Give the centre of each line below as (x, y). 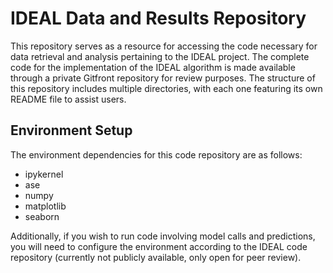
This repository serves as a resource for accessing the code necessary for (164, 46)
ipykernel (44, 174)
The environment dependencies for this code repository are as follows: (156, 154)
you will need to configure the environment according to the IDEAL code (159, 246)
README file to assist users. (68, 99)
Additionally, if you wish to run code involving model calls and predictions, (163, 236)
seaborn (42, 216)
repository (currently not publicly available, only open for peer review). (156, 257)
